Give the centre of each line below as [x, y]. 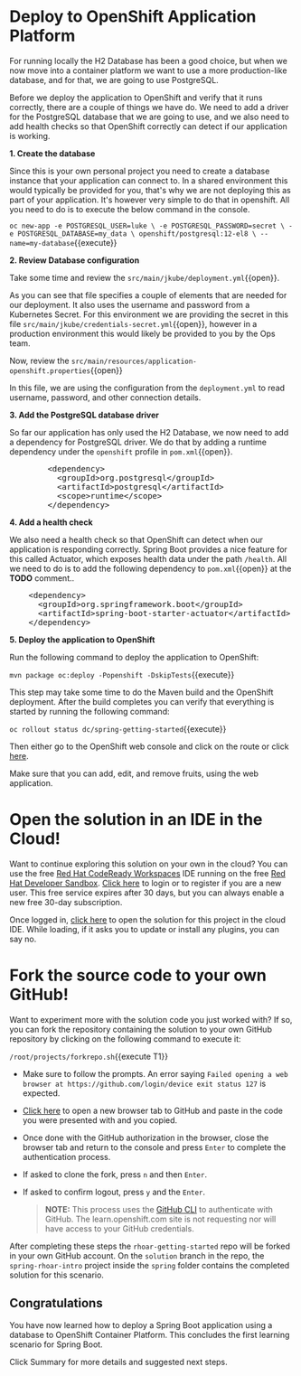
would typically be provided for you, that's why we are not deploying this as [150, 190]
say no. [23, 939]
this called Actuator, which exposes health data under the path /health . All [148, 558]
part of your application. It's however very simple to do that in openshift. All [150, 200]
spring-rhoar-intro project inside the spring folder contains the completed [150, 1265]
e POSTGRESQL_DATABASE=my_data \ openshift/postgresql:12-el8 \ [133, 234]
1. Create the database [52, 153]
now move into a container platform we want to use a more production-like [148, 70]
